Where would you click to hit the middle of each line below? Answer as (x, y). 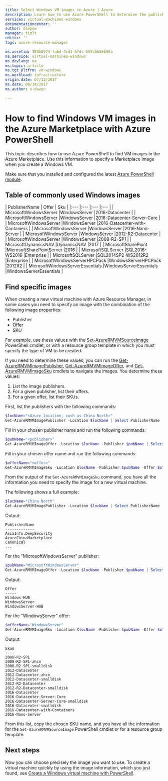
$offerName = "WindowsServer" (34, 625)
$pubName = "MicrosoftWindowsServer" (42, 565)
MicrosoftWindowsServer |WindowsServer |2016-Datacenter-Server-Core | (83, 218)
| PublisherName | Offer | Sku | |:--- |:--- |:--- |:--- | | (59, 207)
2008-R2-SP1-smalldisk (29, 666)
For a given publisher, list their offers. (51, 392)
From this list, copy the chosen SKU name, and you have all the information (82, 724)
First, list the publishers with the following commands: (61, 407)
